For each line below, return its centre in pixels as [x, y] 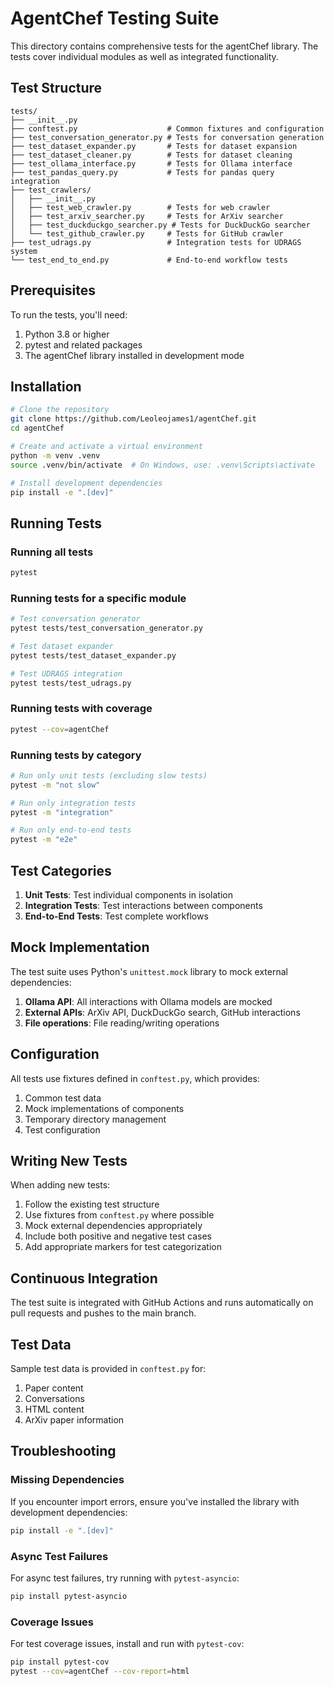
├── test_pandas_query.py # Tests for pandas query [142, 172]
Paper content [54, 1388]
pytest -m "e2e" [44, 840]
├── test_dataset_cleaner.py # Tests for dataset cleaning [151, 155]
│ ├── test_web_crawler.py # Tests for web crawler [140, 207]
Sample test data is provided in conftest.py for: [108, 1369]
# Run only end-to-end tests [71, 830]
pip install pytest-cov [60, 1662]
